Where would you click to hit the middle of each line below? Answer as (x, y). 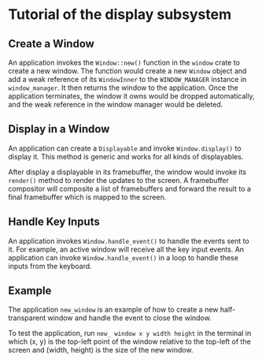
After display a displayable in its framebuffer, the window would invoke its (127, 172)
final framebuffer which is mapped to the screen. (87, 197)
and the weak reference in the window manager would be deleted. (116, 104)
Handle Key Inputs (54, 222)
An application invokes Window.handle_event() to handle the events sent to (129, 241)
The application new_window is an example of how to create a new (113, 310)
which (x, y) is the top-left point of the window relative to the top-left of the (130, 341)
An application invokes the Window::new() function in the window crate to (124, 62)
